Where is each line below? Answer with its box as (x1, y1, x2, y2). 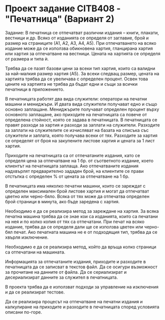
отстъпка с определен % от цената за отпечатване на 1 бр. (5, 173, 130, 179)
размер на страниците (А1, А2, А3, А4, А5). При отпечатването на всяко (5, 40, 157, 46)
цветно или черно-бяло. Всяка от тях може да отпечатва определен (5, 193, 150, 199)
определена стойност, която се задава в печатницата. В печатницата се (5, 117, 158, 123)
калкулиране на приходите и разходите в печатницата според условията (5, 304, 160, 310)
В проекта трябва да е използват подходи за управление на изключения (5, 284, 159, 289)
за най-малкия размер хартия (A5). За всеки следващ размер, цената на (5, 70, 160, 76)
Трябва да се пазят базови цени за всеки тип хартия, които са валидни (5, 65, 155, 71)
